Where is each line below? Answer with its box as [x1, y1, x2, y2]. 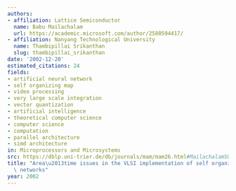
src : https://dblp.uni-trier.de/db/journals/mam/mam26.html [7, 153, 188, 161]
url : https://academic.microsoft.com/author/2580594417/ [13, 29, 184, 37]
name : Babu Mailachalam [13, 23, 83, 30]
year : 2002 [7, 173, 39, 180]
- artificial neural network [7, 75, 93, 83]
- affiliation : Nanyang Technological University [7, 36, 156, 43]
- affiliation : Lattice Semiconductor [7, 17, 121, 24]
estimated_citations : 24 [7, 62, 80, 69]
